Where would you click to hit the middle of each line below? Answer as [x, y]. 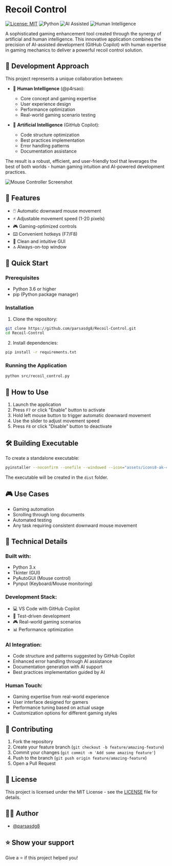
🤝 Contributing [29, 729]
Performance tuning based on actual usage [58, 708]
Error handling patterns [45, 145]
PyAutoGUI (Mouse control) [42, 578]
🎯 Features [23, 198]
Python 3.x [24, 567]
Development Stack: [31, 597]
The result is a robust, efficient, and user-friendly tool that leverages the [81, 161]
